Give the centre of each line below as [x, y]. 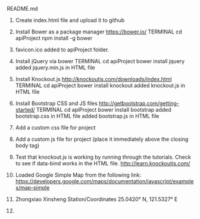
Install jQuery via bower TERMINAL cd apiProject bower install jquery [100, 61]
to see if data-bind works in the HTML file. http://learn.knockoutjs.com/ [103, 163]
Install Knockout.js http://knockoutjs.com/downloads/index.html [93, 79]
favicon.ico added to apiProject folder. [62, 50]
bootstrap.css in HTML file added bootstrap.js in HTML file [87, 116]
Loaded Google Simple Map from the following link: [78, 175]
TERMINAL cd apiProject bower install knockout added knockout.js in [100, 85]
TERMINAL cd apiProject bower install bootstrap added [104, 110]
